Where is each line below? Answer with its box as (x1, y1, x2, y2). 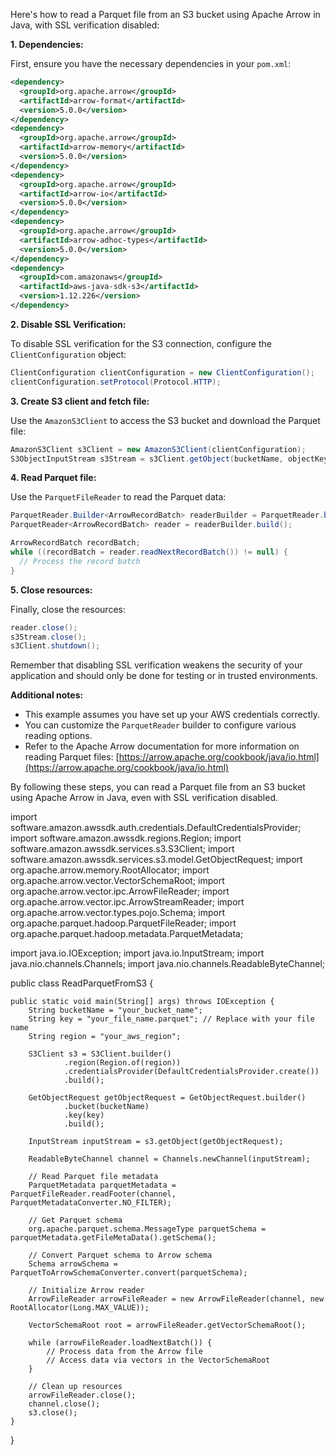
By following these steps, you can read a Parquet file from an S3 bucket (10, 781, 306, 793)
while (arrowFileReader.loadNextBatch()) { (28, 1338, 213, 1348)
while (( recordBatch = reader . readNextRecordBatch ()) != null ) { (10, 547, 289, 557)
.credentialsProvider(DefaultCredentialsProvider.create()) (63, 1067, 320, 1077)
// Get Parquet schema (28, 1215, 123, 1226)
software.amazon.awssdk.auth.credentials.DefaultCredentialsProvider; (10, 822, 302, 834)
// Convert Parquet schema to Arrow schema (28, 1250, 213, 1261)
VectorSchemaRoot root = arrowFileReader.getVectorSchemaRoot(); (28, 1320, 307, 1331)
